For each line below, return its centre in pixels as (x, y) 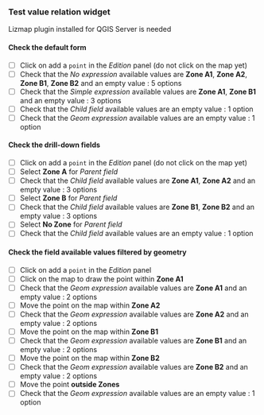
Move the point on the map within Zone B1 (89, 332)
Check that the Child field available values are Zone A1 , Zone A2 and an (138, 180)
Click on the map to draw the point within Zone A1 (101, 279)
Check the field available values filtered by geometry (97, 252)
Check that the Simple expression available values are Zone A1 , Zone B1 (138, 91)
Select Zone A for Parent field (69, 172)
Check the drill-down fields (54, 145)
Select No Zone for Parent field (71, 224)
